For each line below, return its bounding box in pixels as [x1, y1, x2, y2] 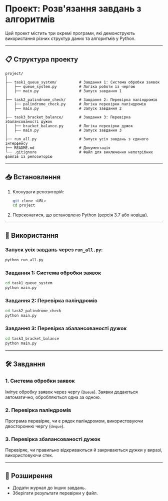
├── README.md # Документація [5, 145, 111, 150]
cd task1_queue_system [5, 281, 52, 286]
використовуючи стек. [5, 453, 53, 459]
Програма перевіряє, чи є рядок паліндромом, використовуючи [5, 418, 143, 424]
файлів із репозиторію [5, 154, 52, 159]
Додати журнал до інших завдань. [12, 485, 86, 491]
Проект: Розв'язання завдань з [5, 3, 141, 14]
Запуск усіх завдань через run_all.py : [5, 246, 103, 253]
